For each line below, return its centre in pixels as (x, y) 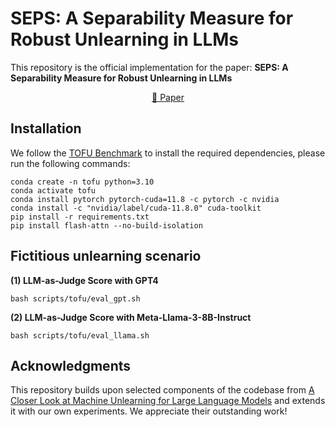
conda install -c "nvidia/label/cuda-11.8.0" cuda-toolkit (136, 208)
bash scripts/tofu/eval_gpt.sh (75, 298)
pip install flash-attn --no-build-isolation (106, 225)
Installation (46, 128)
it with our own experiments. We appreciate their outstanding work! (149, 411)
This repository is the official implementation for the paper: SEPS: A (149, 67)
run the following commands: (70, 163)
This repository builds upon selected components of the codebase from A (162, 390)
